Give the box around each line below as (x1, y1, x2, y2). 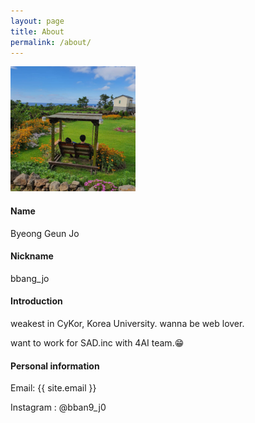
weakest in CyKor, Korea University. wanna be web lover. (10, 317, 245, 329)
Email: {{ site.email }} (10, 382, 97, 394)
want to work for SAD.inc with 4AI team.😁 (10, 336, 185, 349)
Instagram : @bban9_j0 (10, 401, 107, 414)
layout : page (10, 16, 65, 26)
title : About (10, 26, 65, 37)
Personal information (10, 360, 100, 372)
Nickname (10, 250, 54, 262)
